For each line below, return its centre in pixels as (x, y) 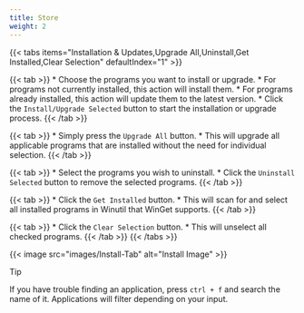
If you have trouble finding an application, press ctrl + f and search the (145, 289)
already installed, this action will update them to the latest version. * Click (147, 98)
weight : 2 (28, 26)
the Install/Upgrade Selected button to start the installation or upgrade (143, 108)
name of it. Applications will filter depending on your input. (119, 298)
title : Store (34, 18)
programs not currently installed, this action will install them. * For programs (151, 89)
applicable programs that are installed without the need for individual (138, 145)
